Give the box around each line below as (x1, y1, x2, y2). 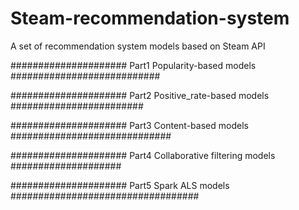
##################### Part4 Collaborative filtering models (10, 149, 276, 161)
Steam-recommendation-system (10, 7, 290, 30)
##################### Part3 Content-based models (10, 119, 249, 131)
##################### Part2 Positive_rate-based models (10, 89, 270, 101)
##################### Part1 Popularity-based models (10, 59, 257, 71)
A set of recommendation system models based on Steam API (10, 40, 266, 52)
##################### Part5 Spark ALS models (10, 179, 230, 191)
